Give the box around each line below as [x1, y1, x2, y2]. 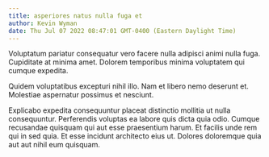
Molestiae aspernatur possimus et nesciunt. [8, 90, 154, 100]
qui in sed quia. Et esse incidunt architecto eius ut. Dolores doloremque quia [8, 131, 262, 141]
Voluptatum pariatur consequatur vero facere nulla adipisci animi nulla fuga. [8, 49, 261, 59]
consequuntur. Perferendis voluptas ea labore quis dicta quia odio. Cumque [8, 114, 260, 124]
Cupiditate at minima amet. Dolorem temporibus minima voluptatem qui [8, 57, 245, 67]
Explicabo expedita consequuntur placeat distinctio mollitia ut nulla [8, 105, 231, 115]
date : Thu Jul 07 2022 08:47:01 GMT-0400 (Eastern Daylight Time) [8, 27, 237, 35]
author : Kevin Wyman [8, 19, 78, 27]
